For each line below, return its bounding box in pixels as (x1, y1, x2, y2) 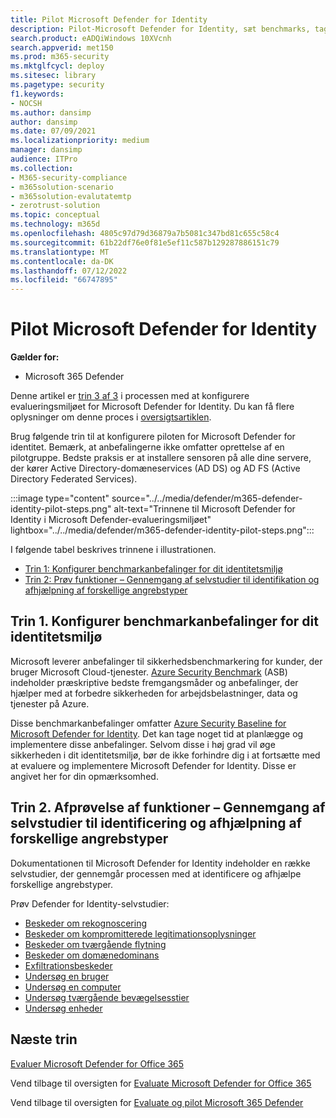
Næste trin (10, 1031, 78, 1048)
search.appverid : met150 (10, 42, 114, 53)
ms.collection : (10, 163, 74, 173)
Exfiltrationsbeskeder (24, 959, 113, 971)
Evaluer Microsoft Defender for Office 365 (10, 1057, 185, 1070)
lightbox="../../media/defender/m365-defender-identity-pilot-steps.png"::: (10, 524, 315, 536)
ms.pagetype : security (10, 80, 105, 90)
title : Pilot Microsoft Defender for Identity (10, 14, 208, 25)
